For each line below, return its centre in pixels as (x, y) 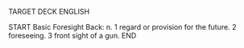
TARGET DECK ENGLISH (49, 12)
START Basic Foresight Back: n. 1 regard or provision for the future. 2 (122, 27)
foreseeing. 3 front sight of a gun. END (72, 36)
